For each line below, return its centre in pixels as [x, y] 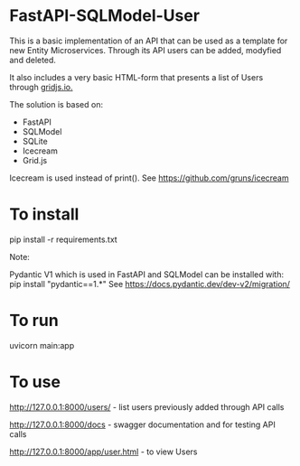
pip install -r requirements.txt [63, 239]
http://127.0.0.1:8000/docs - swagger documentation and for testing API [142, 424]
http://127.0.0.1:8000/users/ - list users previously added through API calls [147, 406]
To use [35, 382]
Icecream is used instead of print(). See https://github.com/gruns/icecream [149, 178]
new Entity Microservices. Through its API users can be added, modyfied [145, 50]
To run [34, 321]
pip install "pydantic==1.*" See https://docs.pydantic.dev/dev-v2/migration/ [150, 284]
